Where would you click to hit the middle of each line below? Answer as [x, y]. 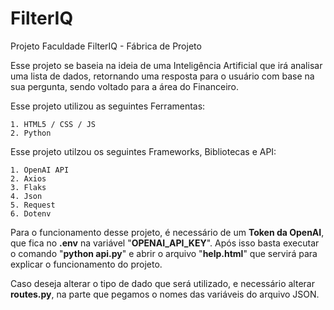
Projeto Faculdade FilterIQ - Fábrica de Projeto [106, 46]
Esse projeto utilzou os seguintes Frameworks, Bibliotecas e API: [143, 151]
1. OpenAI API [40, 170]
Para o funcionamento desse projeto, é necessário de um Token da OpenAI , [167, 232]
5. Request [33, 205]
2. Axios [28, 178]
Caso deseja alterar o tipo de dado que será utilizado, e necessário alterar [162, 283]
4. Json [26, 196]
